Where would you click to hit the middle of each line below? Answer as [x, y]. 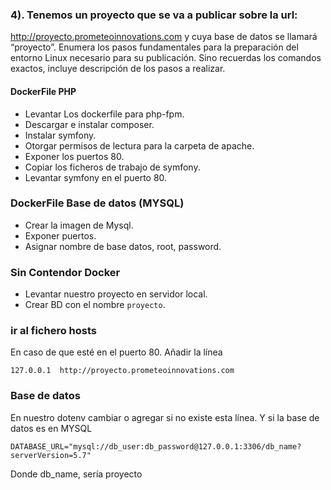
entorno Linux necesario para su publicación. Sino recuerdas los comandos [166, 58]
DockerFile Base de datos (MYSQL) [97, 203]
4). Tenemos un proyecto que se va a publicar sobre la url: [154, 15]
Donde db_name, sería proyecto [76, 474]
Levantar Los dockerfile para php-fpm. [104, 114]
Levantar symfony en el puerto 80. [96, 177]
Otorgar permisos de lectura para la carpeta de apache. [139, 145]
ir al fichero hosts [53, 331]
